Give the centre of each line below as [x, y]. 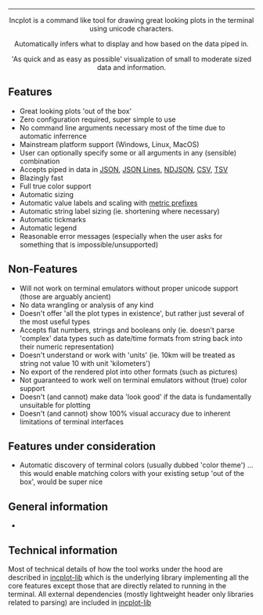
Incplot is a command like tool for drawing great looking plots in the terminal [131, 20]
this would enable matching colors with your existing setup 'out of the [132, 474]
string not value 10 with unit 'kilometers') [85, 363]
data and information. [131, 67]
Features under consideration [82, 447]
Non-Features [43, 269]
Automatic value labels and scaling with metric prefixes [108, 203]
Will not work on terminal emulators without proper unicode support [129, 288]
